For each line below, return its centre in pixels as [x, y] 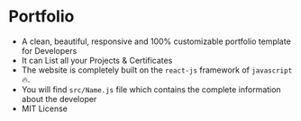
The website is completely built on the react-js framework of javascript [157, 70]
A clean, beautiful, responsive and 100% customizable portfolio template [156, 41]
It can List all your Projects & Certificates [97, 60]
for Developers [49, 50]
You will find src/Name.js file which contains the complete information [151, 89]
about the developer [59, 99]
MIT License [45, 108]
